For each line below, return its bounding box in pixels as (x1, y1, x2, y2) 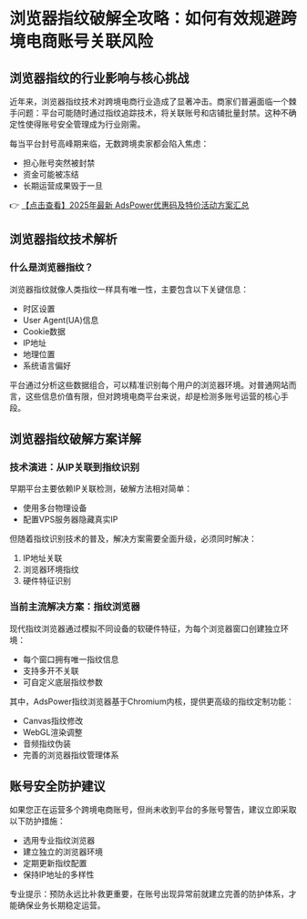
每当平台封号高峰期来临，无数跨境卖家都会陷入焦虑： (9, 138, 210, 148)
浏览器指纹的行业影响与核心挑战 (9, 70, 189, 86)
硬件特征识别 (22, 576, 71, 587)
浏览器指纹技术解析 (9, 231, 118, 247)
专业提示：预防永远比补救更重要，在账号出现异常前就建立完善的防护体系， (9, 889, 289, 900)
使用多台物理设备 (22, 503, 87, 514)
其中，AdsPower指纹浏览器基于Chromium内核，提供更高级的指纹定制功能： (9, 696, 294, 707)
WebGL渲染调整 (22, 726, 83, 738)
